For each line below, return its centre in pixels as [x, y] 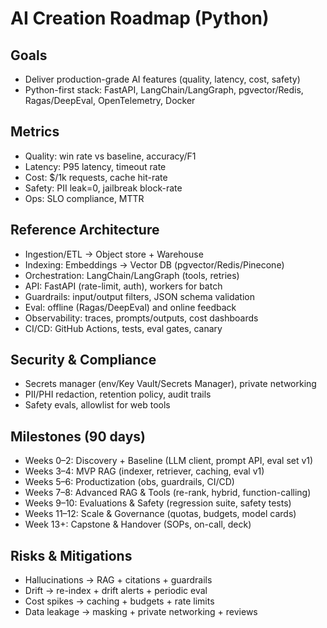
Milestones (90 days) [78, 436]
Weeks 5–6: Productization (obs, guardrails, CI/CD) [129, 482]
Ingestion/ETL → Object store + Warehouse [114, 254]
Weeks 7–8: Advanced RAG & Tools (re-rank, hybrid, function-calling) [168, 493]
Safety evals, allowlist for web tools [97, 405]
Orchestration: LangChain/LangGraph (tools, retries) [132, 275]
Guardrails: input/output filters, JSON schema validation [139, 296]
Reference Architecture [85, 230]
